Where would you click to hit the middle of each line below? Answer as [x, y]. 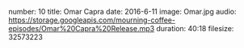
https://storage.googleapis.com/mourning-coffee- [92, 20]
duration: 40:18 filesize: [195, 28]
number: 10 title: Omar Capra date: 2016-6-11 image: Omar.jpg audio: [122, 12]
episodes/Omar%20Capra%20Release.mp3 [82, 28]
